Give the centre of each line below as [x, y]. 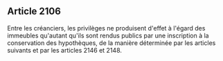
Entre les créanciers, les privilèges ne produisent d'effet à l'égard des [106, 28]
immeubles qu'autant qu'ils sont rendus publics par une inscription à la [108, 35]
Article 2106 [34, 11]
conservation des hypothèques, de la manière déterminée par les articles [111, 43]
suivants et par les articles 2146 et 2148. [65, 50]
